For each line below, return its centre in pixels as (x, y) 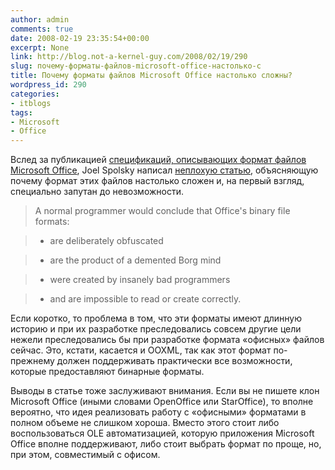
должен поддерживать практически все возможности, (174, 361)
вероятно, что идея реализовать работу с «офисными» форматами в (158, 412)
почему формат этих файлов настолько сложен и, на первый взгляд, (157, 181)
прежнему (32, 361)
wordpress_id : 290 (48, 85)
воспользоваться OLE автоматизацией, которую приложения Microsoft (162, 433)
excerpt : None (40, 47)
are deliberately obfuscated (106, 241)
